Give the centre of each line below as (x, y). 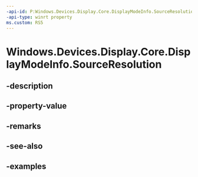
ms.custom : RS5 (25, 22)
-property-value (37, 106)
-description (29, 86)
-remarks (24, 126)
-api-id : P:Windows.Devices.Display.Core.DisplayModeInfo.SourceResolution (101, 12)
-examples (26, 166)
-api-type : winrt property (39, 17)
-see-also (24, 146)
